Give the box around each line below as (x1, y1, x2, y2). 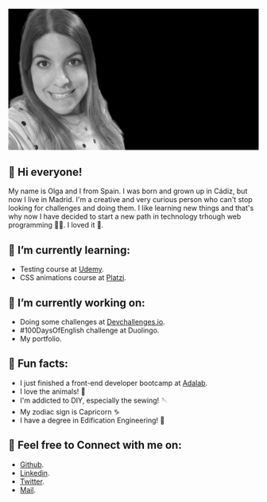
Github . (19, 459, 44, 469)
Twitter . (19, 477, 45, 486)
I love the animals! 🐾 (19, 387, 86, 396)
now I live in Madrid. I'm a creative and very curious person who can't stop (8, 195, 253, 204)
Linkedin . (19, 468, 50, 477)
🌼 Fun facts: (8, 357, 69, 371)
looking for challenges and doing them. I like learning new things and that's (8, 204, 254, 213)
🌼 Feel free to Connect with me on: (8, 438, 182, 452)
